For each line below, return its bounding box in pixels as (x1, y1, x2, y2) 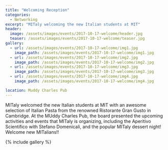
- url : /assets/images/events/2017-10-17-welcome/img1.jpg (10, 45, 138, 51)
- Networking (10, 17, 38, 22)
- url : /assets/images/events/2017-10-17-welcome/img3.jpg (10, 64, 138, 69)
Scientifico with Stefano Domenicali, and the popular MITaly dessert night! (5, 123, 161, 130)
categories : (5, 12, 31, 17)
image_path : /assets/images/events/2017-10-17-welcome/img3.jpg (14, 69, 154, 74)
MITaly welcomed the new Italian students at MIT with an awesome (5, 102, 147, 108)
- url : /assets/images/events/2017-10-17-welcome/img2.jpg (10, 55, 138, 60)
